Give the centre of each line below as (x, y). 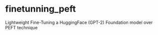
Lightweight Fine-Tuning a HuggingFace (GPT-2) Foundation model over (79, 22)
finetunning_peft (40, 9)
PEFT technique (22, 27)
